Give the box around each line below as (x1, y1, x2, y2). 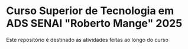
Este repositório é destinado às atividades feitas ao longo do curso (6, 36, 168, 43)
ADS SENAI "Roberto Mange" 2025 (6, 17, 183, 30)
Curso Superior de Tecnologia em (6, 4, 174, 18)
